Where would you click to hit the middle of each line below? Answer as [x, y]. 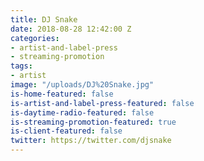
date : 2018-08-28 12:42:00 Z [71, 29]
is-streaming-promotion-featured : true [93, 122]
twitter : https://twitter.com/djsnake [91, 141]
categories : [35, 38]
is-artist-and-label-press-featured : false [102, 103]
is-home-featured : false [62, 94]
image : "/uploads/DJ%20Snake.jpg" [82, 85]
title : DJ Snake [44, 19]
